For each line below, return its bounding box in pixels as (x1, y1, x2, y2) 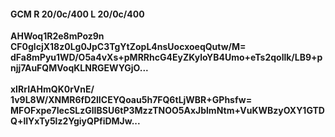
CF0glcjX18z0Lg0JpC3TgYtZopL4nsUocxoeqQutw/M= (10, 41, 247, 53)
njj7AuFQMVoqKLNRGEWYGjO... (10, 62, 149, 74)
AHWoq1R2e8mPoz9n (10, 30, 105, 42)
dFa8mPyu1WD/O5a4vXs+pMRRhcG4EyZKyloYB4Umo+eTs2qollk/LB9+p (10, 51, 323, 64)
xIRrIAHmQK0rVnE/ (10, 83, 95, 95)
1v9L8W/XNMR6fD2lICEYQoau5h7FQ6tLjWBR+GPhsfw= (10, 94, 253, 106)
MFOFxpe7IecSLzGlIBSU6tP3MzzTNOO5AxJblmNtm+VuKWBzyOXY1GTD (10, 105, 325, 117)
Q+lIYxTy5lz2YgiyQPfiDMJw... (10, 115, 141, 127)
